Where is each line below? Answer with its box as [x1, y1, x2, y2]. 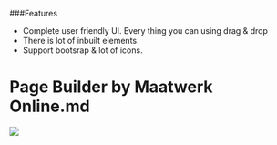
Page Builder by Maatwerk [9, 77, 213, 98]
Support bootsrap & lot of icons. [22, 45, 143, 56]
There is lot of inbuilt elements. [22, 36, 139, 46]
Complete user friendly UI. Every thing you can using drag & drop [22, 26, 269, 36]
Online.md [9, 96, 90, 117]
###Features [9, 8, 57, 18]
